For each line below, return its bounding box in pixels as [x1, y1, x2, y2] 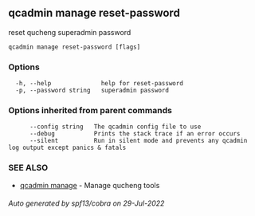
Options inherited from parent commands [8, 105, 173, 116]
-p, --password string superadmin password [15, 87, 170, 95]
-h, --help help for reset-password [15, 80, 183, 88]
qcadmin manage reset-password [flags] [8, 43, 141, 51]
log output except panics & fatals [8, 143, 127, 152]
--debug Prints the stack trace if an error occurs [29, 130, 241, 138]
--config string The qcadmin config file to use [29, 123, 202, 131]
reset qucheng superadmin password [8, 27, 131, 37]
